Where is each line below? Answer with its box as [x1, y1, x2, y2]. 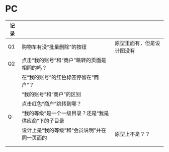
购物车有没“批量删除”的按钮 [22, 43, 87, 50]
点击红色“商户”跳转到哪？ [22, 100, 82, 107]
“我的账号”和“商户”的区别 [22, 90, 81, 97]
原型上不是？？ [115, 130, 150, 137]
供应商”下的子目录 [22, 117, 64, 124]
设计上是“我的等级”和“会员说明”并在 [22, 127, 107, 134]
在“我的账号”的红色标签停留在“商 [22, 74, 99, 81]
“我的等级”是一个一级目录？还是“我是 [22, 110, 109, 117]
